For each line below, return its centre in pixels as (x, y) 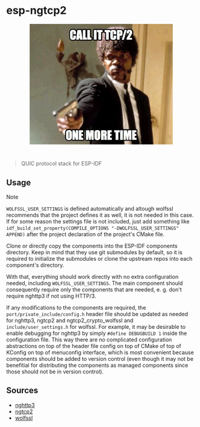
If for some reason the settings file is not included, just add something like (98, 221)
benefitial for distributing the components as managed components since (97, 365)
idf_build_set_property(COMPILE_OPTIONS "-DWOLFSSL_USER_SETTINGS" (93, 228)
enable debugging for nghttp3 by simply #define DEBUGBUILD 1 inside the (97, 333)
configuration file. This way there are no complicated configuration (89, 339)
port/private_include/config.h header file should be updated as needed (97, 314)
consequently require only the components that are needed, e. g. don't (94, 289)
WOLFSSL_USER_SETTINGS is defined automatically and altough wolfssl (90, 208)
